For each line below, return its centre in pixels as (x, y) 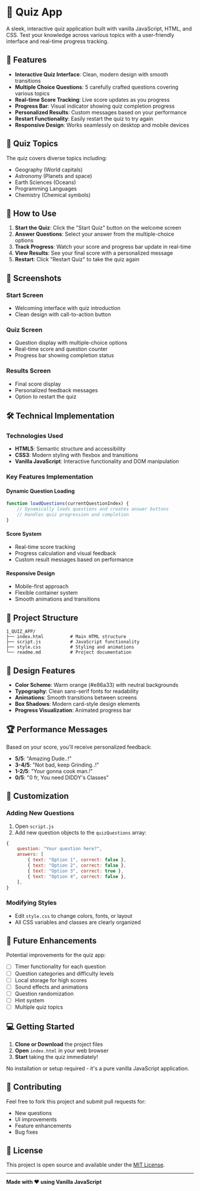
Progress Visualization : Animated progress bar (73, 710)
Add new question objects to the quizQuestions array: (81, 832)
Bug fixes (26, 1132)
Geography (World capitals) (49, 170)
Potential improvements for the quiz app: (56, 955)
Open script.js (34, 826)
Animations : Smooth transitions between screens (76, 698)
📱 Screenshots (34, 278)
